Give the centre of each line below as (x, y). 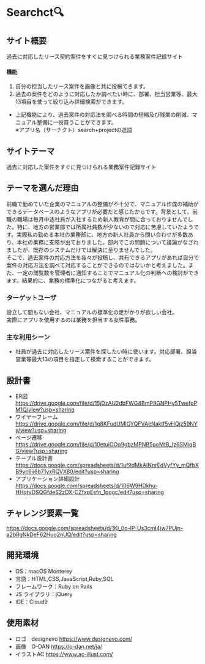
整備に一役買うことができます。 (76, 122)
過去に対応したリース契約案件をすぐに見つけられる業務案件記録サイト (95, 57)
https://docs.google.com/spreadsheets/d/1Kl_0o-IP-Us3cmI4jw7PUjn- (95, 528)
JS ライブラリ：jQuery (44, 594)
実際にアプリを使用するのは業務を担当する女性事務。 (73, 320)
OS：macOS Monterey (43, 571)
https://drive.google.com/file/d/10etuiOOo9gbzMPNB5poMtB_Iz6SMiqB (106, 445)
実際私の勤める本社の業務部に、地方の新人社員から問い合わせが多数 (102, 234)
